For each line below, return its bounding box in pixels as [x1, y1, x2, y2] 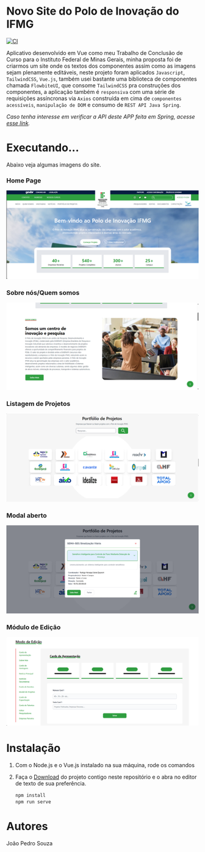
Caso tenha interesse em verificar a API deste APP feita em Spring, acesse [6, 113, 195, 120]
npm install [15, 792, 46, 798]
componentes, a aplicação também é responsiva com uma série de [6, 88, 175, 95]
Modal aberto [6, 511, 47, 519]
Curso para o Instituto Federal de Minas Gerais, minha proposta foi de [6, 56, 182, 63]
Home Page [6, 176, 41, 184]
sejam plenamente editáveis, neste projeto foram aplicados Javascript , [6, 68, 185, 76]
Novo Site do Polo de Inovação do [6, 4, 179, 18]
